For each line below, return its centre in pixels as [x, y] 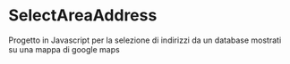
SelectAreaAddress [83, 16]
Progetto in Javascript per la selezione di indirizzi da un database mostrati [145, 40]
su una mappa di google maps [64, 49]
